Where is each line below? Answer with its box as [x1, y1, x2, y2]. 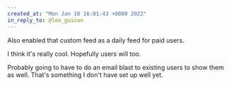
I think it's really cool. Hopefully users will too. [7, 50, 141, 58]
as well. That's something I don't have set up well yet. [7, 71, 164, 79]
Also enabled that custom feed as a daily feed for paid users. [7, 36, 185, 44]
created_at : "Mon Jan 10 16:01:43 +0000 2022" [7, 10, 147, 17]
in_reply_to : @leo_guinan [7, 17, 83, 24]
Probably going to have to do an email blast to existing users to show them [7, 63, 225, 71]
